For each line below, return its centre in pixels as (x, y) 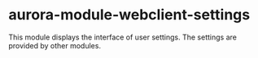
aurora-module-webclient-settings (129, 15)
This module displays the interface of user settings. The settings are (123, 37)
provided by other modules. (55, 45)
